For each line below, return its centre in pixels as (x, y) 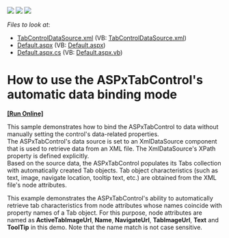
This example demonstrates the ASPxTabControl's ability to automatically (110, 198)
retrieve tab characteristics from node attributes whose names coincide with (114, 205)
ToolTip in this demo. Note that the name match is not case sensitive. (105, 227)
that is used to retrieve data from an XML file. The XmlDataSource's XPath (111, 148)
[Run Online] (25, 114)
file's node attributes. (37, 185)
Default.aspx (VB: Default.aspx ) (61, 45)
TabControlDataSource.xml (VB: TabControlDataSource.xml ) (102, 38)
